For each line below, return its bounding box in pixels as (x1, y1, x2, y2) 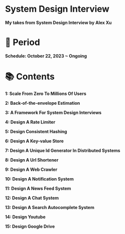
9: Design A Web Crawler (5, 166, 57, 172)
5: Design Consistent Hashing (5, 128, 67, 134)
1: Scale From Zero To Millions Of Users (5, 91, 87, 96)
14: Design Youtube (5, 214, 46, 220)
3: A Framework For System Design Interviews (5, 109, 102, 116)
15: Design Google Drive (5, 223, 55, 229)
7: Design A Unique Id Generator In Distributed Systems (5, 147, 121, 153)
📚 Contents (5, 71, 55, 82)
